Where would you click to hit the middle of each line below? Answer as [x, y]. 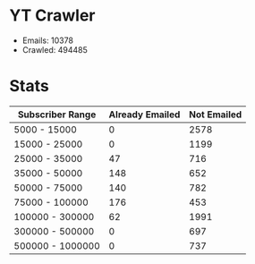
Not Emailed [216, 115]
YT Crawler [52, 16]
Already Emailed [144, 115]
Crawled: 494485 [55, 49]
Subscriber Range [57, 115]
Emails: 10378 [48, 40]
